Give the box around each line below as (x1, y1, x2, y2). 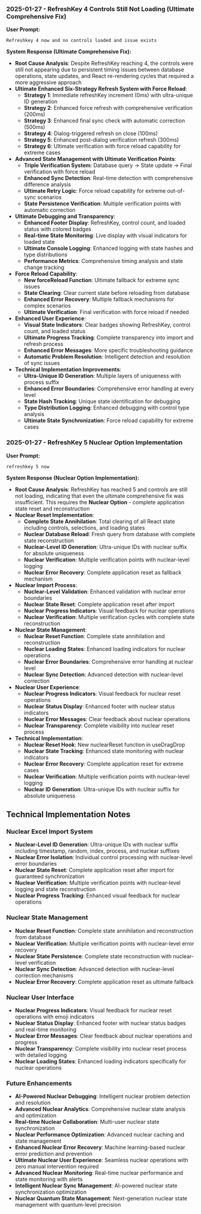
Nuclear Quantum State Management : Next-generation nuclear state (14, 1195, 188, 1202)
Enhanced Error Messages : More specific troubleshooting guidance (23, 347, 193, 354)
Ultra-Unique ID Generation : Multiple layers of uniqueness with (23, 372, 181, 379)
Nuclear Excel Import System (6, 827, 93, 836)
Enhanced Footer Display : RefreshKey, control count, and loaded (23, 219, 186, 226)
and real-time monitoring (14, 1025, 77, 1033)
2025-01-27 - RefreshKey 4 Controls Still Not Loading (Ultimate (6, 5, 195, 13)
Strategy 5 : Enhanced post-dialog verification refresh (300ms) (23, 136, 179, 143)
